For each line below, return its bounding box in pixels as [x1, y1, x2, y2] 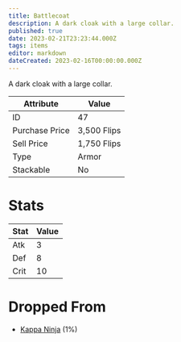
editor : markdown [8, 49, 67, 57]
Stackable [12, 164, 51, 175]
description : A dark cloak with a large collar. [8, 19, 175, 27]
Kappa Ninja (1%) [19, 324, 78, 334]
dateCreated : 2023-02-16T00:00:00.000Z [8, 57, 142, 65]
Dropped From [8, 298, 106, 315]
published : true [8, 27, 63, 35]
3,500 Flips [77, 124, 121, 136]
